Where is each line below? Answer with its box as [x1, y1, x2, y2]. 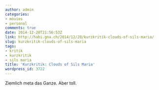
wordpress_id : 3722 [5, 67, 45, 72]
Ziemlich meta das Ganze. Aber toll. [5, 80, 77, 86]
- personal [5, 21, 27, 26]
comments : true [5, 26, 36, 30]
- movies [5, 16, 23, 21]
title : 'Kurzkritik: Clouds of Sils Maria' [5, 62, 95, 67]
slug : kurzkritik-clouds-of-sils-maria [5, 39, 87, 44]
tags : [5, 44, 16, 49]
